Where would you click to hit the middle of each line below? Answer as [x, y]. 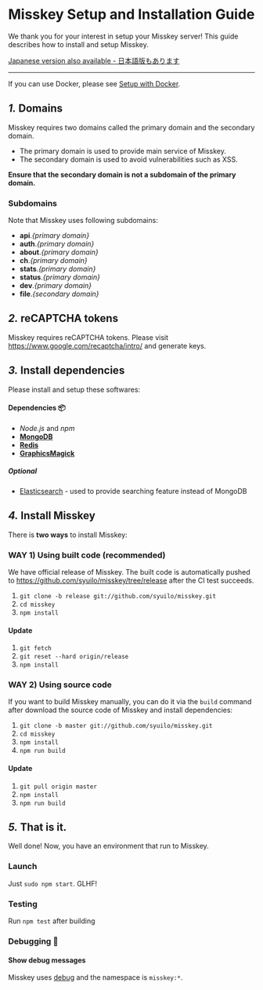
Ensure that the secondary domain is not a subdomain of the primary [122, 174]
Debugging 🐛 [33, 941]
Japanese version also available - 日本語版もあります [94, 60]
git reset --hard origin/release [74, 657]
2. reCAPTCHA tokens [63, 318]
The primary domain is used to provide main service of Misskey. [123, 151]
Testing [23, 904]
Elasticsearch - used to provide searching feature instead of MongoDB [133, 491]
